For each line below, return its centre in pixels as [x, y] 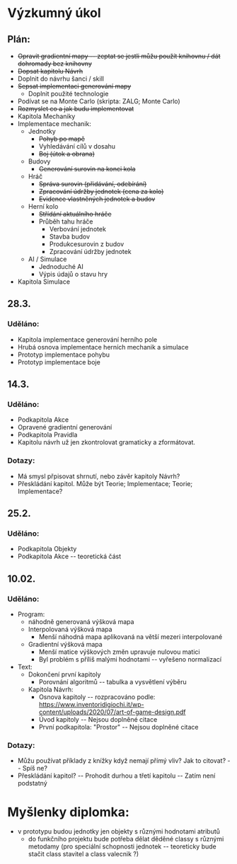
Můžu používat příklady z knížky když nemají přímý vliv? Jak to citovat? [122, 761]
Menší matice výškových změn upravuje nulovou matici [119, 652]
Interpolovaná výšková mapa [70, 629]
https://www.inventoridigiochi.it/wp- [91, 705]
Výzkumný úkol [54, 13]
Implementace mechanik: [54, 124]
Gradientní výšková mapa [65, 645]
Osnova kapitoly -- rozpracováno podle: [97, 697]
